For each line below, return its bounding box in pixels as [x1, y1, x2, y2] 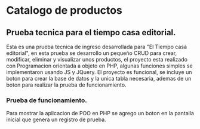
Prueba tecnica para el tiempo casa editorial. [6, 27, 176, 38]
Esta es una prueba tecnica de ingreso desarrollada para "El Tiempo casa [6, 43, 187, 50]
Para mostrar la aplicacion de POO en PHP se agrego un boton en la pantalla [6, 110, 194, 117]
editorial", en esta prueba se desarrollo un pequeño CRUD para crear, [6, 50, 177, 57]
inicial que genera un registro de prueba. [6, 116, 106, 123]
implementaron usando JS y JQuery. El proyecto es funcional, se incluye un [6, 69, 192, 75]
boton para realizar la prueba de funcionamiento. [6, 81, 127, 88]
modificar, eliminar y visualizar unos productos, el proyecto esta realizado [6, 56, 188, 63]
